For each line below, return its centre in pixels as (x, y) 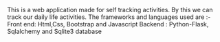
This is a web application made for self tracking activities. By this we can (110, 10)
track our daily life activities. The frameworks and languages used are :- (109, 17)
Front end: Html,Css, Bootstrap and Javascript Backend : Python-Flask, (108, 24)
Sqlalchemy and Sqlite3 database (54, 31)
